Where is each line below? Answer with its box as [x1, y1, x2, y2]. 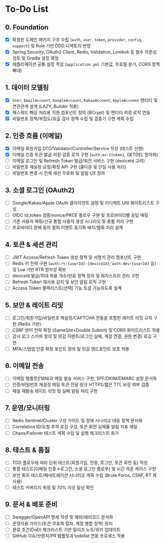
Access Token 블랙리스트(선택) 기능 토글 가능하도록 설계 [12, 285, 122, 291]
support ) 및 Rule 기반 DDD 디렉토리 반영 [12, 43, 91, 49]
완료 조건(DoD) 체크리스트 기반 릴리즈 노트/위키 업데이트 [12, 526, 121, 532]
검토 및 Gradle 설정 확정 [12, 55, 59, 61]
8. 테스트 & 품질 [5, 446, 50, 454]
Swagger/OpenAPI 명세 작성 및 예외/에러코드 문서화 [12, 514, 113, 520]
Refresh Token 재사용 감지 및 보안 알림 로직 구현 [12, 279, 106, 285]
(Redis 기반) [17, 321, 41, 327]
